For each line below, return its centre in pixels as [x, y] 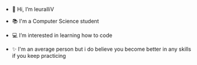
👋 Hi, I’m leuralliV [33, 9]
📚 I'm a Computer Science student [55, 21]
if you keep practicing [39, 56]
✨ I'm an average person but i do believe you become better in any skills [102, 49]
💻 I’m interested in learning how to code [62, 35]
